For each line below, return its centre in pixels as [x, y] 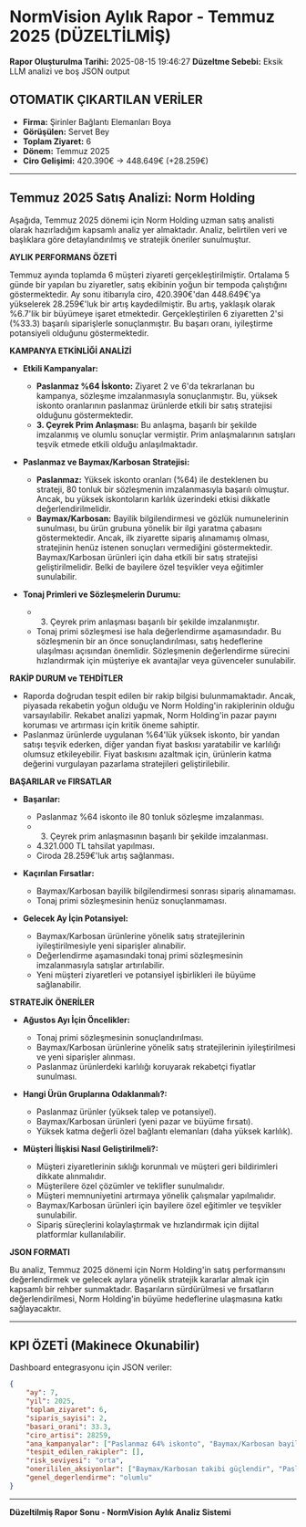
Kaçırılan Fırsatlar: [58, 873]
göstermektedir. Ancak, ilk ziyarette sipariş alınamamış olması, [153, 538]
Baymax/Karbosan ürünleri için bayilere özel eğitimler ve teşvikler [159, 1205]
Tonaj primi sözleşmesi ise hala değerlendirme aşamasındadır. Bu [159, 631]
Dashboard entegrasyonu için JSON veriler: [91, 1367]
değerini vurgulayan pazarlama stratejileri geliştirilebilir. [126, 763]
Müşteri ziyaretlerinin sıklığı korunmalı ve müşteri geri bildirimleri [157, 1166]
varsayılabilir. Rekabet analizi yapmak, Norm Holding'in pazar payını [150, 715]
